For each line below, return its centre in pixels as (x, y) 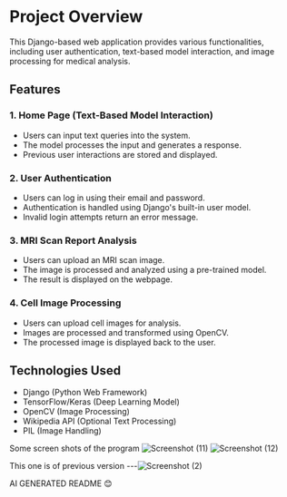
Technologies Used (65, 370)
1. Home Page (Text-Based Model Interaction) (111, 115)
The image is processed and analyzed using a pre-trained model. (144, 270)
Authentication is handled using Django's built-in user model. (137, 207)
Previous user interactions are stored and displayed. (120, 154)
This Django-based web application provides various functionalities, (137, 42)
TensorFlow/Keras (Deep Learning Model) (101, 402)
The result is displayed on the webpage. (98, 279)
